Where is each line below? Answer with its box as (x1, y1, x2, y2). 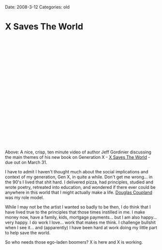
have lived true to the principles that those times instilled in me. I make (5, 209, 145, 215)
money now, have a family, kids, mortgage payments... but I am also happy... (5, 214, 157, 220)
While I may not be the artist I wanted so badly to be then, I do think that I (5, 204, 151, 210)
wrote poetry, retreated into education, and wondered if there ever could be (5, 184, 156, 190)
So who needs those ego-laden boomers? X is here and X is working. (5, 239, 143, 245)
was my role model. (5, 194, 44, 200)
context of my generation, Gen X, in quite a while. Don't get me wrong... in (5, 174, 153, 180)
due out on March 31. (5, 159, 47, 165)
